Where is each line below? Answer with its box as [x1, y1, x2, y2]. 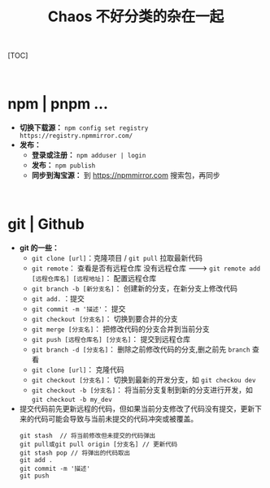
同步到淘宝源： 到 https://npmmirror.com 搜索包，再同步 [31, 170, 220, 179]
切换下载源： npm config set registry [19, 123, 149, 132]
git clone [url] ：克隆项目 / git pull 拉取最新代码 [31, 253, 203, 262]
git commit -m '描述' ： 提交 [31, 304, 126, 313]
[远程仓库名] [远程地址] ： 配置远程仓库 [31, 273, 157, 283]
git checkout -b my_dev [31, 395, 113, 404]
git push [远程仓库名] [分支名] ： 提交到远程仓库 [31, 334, 190, 343]
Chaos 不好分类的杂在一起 [47, 7, 224, 26]
